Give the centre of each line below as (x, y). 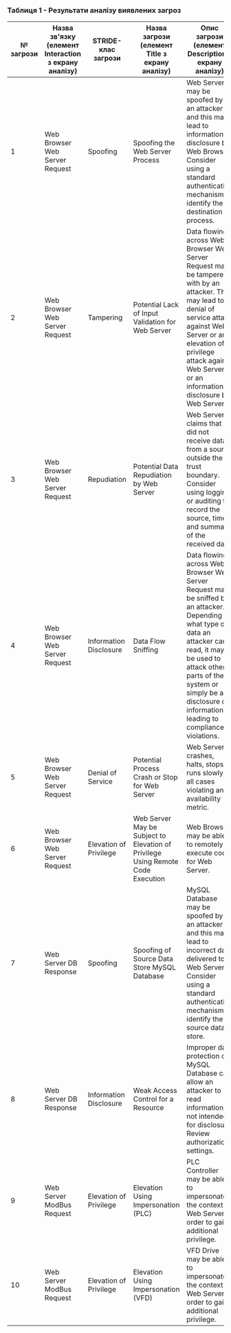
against (199, 326)
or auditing (204, 501)
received (201, 544)
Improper (201, 1047)
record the (203, 510)
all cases (201, 781)
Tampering (105, 317)
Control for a (153, 1099)
